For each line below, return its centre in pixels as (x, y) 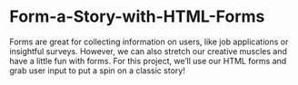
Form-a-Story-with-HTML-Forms (137, 17)
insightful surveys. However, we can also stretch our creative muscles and (149, 51)
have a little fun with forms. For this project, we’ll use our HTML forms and (148, 61)
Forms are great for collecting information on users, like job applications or (149, 42)
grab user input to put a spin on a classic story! (98, 71)
